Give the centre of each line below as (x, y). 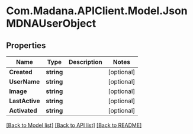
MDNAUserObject (51, 23)
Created (21, 72)
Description (86, 62)
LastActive (25, 101)
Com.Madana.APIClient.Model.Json (97, 11)
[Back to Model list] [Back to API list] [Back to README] (74, 125)
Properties (26, 45)
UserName (25, 82)
